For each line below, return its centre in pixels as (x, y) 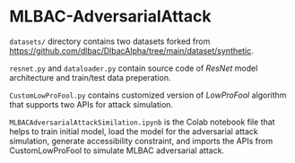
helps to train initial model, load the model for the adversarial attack (134, 131)
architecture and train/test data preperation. (90, 77)
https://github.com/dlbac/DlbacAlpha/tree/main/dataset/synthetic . (131, 50)
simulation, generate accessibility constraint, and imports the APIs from (141, 141)
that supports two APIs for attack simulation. (91, 104)
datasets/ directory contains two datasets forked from (110, 41)
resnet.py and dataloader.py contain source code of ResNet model (134, 68)
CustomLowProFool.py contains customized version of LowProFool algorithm (148, 95)
